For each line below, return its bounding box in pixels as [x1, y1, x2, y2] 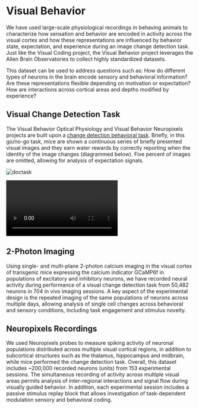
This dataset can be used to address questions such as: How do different [6, 67, 185, 74]
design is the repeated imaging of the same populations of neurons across [6, 294, 188, 301]
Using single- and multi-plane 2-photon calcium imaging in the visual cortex [6, 262, 192, 269]
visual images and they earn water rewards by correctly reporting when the [6, 144, 191, 151]
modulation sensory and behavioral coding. [6, 397, 112, 404]
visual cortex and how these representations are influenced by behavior [6, 36, 182, 43]
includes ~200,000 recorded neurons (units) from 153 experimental [6, 364, 171, 372]
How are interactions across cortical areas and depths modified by [6, 86, 169, 93]
